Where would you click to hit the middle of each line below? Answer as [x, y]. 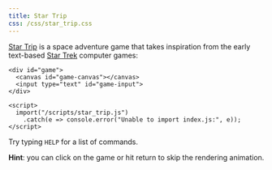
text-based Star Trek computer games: [73, 55]
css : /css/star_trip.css [50, 23]
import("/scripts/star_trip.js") [72, 113]
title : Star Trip [38, 16]
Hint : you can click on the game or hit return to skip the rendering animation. [136, 157]
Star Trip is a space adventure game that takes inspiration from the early [130, 46]
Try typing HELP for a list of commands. [73, 142]
